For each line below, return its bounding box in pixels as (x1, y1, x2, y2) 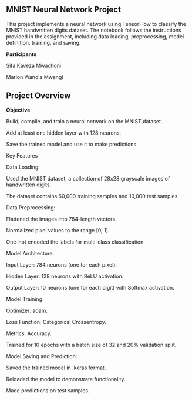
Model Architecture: (6, 250, 55, 257)
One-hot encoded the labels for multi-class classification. (6, 238, 146, 245)
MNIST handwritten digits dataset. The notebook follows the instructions (6, 27, 181, 34)
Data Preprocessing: (6, 204, 56, 211)
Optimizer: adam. (6, 307, 48, 314)
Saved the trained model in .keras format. (6, 364, 106, 371)
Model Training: (6, 295, 44, 303)
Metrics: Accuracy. (6, 330, 52, 337)
